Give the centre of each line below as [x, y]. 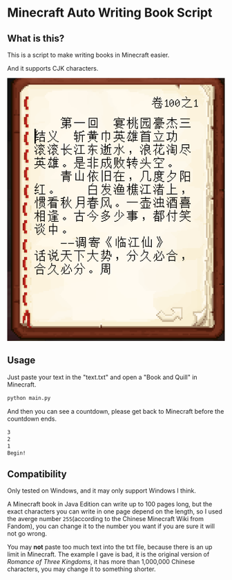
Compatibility [37, 474]
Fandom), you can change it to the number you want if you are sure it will [111, 526]
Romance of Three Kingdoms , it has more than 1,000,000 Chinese [101, 562]
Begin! [17, 453]
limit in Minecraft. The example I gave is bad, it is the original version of [108, 554]
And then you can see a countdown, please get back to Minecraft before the [116, 411]
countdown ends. [32, 419]
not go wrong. [27, 534]
